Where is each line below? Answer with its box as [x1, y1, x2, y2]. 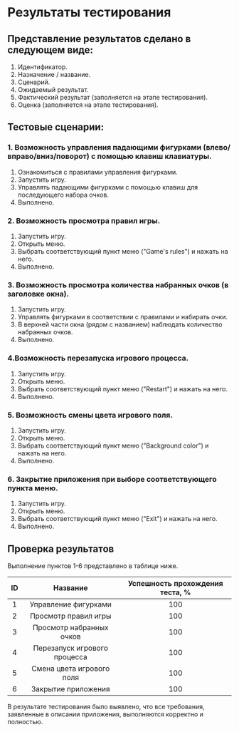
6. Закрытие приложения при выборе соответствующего [7, 474, 217, 484]
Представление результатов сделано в [7, 33, 191, 45]
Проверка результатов [7, 542, 115, 555]
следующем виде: [7, 43, 94, 56]
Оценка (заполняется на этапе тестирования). [17, 100, 159, 109]
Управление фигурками [29, 599, 112, 609]
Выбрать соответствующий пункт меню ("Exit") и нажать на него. [17, 515, 218, 523]
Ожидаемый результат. [17, 86, 89, 93]
